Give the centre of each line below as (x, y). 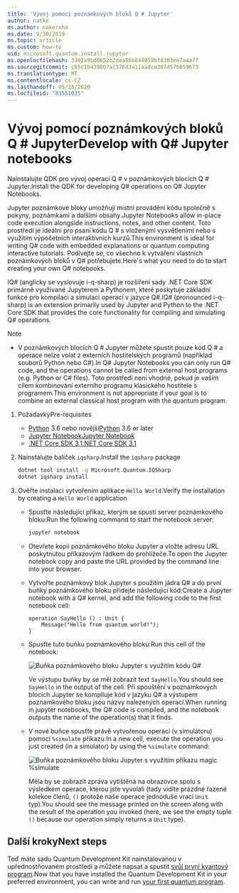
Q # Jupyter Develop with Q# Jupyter (118, 144)
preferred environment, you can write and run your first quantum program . (116, 882)
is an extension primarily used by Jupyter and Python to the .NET (123, 305)
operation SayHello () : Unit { (76, 618)
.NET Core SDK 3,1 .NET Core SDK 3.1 (82, 443)
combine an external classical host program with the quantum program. (122, 401)
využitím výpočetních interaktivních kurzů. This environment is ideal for (111, 238)
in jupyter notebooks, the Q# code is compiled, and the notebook (123, 709)
